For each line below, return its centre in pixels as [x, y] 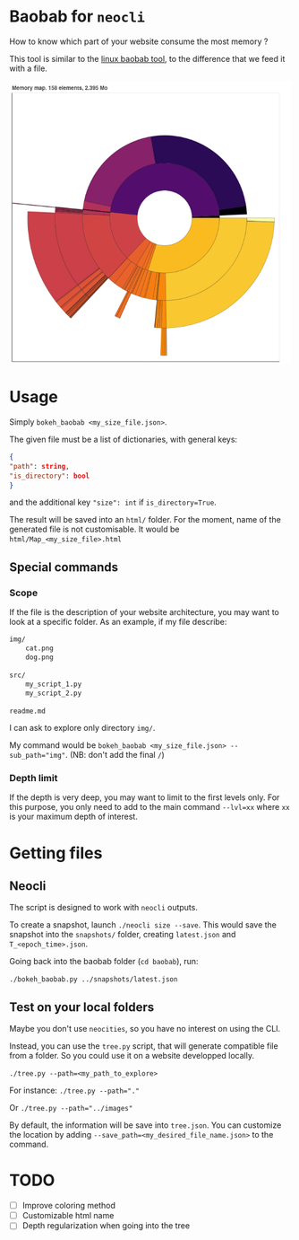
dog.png [39, 657]
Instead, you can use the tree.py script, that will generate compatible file [144, 1046]
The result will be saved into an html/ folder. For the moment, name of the [145, 520]
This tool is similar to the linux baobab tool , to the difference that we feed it [147, 58]
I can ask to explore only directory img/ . [82, 728]
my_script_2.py [54, 693]
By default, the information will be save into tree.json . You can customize [145, 1125]
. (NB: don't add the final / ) [115, 755]
